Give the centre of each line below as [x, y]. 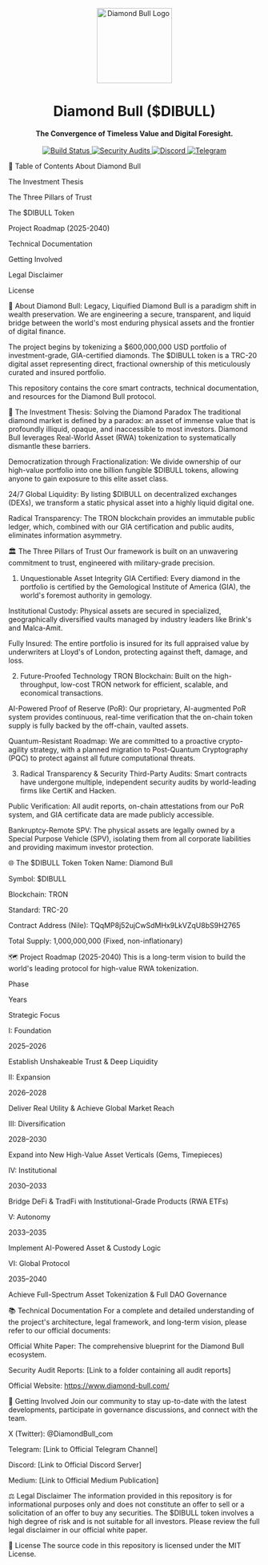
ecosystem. [28, 1354]
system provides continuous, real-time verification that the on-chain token [131, 716]
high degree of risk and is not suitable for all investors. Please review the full [134, 1521]
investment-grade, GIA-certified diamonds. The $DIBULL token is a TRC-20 [133, 355]
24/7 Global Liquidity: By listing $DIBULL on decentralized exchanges [123, 494]
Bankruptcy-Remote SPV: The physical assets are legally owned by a [122, 830]
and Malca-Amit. [36, 627]
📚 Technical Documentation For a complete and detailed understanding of [131, 1310]
